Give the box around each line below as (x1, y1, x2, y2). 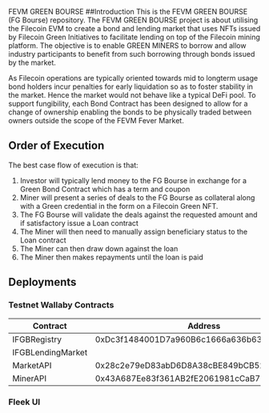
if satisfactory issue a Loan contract (19, 218, 139, 227)
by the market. (8, 58, 56, 67)
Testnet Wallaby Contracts (8, 299, 114, 311)
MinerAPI (12, 372, 47, 383)
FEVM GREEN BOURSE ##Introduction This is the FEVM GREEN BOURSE (8, 7, 248, 16)
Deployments (8, 275, 77, 289)
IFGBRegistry (12, 334, 62, 345)
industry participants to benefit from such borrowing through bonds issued (8, 50, 255, 58)
